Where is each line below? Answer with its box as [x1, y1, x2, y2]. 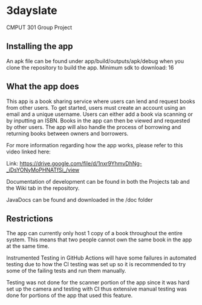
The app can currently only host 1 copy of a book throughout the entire [6, 230, 183, 237]
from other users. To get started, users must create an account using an [6, 104, 186, 111]
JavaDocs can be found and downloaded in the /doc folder [6, 196, 153, 203]
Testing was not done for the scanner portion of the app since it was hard [6, 279, 189, 286]
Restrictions [6, 213, 53, 224]
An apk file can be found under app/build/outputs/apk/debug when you [6, 57, 184, 64]
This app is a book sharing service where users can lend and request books [6, 98, 195, 105]
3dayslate [6, 4, 57, 18]
